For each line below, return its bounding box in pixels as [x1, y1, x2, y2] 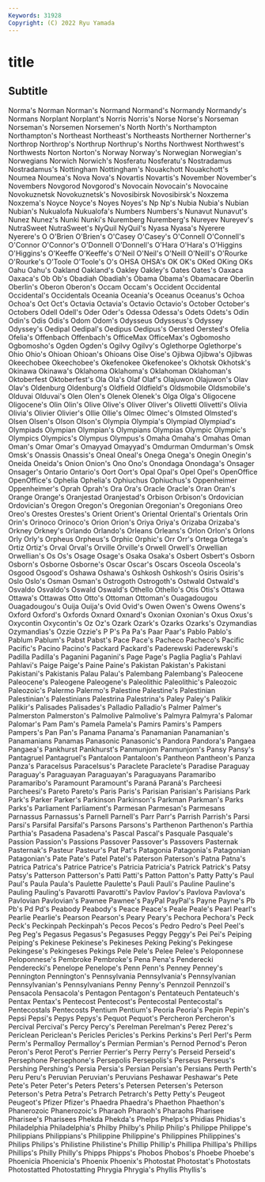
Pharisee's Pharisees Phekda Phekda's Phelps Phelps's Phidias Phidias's [8, 1114, 246, 1123]
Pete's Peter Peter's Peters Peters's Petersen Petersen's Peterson [8, 1081, 224, 1090]
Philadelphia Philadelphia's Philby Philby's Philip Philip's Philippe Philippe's [8, 1123, 252, 1132]
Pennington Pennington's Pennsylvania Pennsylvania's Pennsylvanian [8, 971, 236, 981]
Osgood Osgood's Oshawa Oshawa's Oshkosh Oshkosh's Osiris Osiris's [8, 567, 244, 578]
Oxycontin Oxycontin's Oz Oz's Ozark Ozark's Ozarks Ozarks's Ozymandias [8, 618, 257, 627]
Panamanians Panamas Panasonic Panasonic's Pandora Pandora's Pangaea [8, 736, 256, 745]
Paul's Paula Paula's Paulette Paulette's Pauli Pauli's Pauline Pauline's [8, 879, 236, 888]
